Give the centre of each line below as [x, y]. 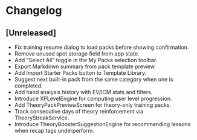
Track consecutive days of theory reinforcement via [79, 111]
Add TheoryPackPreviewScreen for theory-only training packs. [93, 105]
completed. [28, 86]
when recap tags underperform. [54, 131]
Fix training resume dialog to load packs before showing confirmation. [102, 47]
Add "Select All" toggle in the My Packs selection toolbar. [86, 60]
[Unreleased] [31, 33]
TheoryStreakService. [42, 118]
